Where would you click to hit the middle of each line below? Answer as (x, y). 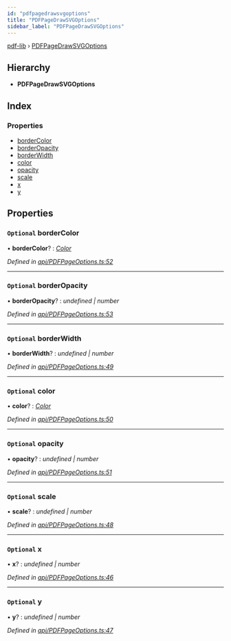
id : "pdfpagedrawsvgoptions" (49, 13)
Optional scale (32, 496)
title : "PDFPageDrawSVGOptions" (53, 20)
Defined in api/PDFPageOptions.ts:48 (60, 525)
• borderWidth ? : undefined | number (60, 354)
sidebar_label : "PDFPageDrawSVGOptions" (66, 26)
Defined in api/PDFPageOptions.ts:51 (59, 472)
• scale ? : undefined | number (50, 511)
